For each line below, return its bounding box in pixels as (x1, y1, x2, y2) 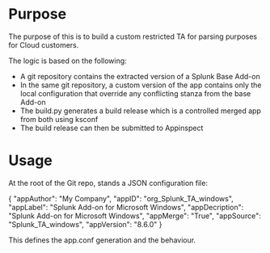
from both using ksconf (19, 114, 99, 124)
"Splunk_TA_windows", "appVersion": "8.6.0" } (8, 219, 163, 229)
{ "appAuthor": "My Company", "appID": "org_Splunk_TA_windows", (8, 193, 234, 203)
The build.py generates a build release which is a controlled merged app (19, 106, 261, 116)
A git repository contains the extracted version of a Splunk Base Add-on (19, 71, 260, 81)
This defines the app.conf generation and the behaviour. (8, 235, 196, 245)
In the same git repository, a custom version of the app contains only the (19, 80, 262, 90)
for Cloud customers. (8, 40, 79, 49)
